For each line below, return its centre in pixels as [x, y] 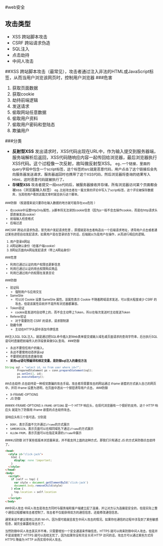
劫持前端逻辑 [25, 100]
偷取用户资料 [25, 118]
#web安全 [15, 7]
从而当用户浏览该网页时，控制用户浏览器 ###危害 [63, 78]
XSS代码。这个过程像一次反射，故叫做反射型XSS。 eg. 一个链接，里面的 [81, 163]
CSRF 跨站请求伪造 [31, 42]
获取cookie [23, 94]
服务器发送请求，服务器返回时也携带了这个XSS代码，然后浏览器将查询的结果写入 [83, 175]
